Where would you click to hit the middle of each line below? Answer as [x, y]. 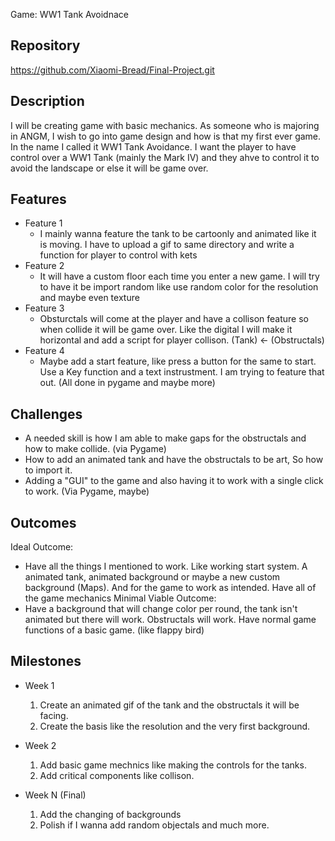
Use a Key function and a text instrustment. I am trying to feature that [182, 372]
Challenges [46, 414]
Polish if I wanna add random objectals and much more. [154, 825]
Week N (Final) [55, 795]
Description [47, 101]
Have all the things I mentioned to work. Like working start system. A [166, 566]
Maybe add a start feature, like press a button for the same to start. [178, 361]
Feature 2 [44, 266]
